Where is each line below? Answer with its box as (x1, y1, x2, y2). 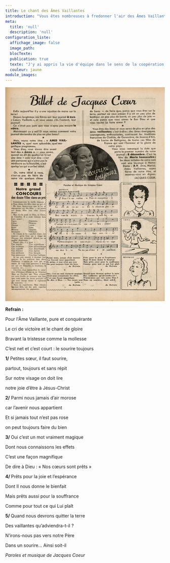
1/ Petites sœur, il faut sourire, (5, 355, 68, 361)
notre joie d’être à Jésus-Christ (5, 385, 70, 391)
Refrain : (5, 306, 24, 312)
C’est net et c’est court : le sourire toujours (5, 346, 94, 352)
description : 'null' (10, 29, 53, 35)
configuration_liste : (5, 35, 51, 40)
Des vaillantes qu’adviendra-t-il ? (5, 523, 74, 529)
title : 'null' (10, 24, 39, 29)
